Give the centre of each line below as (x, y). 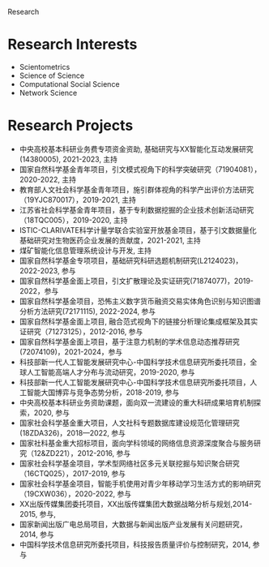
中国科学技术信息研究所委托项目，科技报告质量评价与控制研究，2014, (135, 544)
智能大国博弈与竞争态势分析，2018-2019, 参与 (103, 392)
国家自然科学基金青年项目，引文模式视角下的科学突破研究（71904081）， (140, 169)
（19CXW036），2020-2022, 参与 (75, 493)
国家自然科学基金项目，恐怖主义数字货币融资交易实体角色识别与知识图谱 (140, 301)
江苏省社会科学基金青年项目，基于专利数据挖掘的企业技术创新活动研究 (137, 209)
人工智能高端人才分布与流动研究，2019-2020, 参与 (111, 372)
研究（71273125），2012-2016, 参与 (85, 331)
